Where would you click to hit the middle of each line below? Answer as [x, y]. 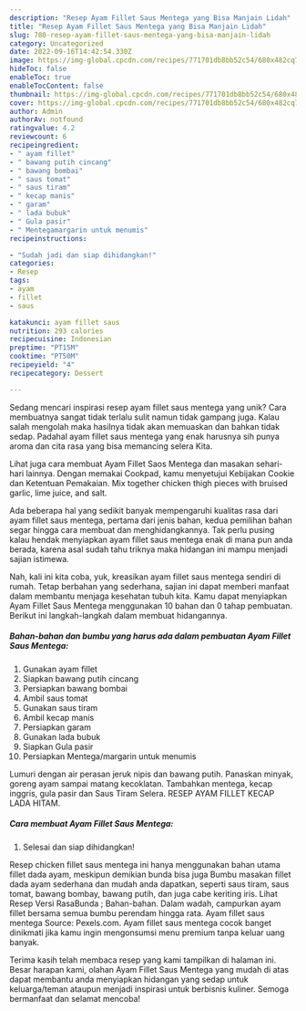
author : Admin [36, 111]
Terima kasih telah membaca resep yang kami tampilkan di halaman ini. [143, 960]
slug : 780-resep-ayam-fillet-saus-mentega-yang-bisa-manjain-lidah [140, 35]
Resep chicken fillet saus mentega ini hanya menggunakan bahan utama [145, 864]
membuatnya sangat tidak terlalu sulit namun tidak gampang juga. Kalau [144, 417]
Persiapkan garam [56, 727]
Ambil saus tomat [55, 698]
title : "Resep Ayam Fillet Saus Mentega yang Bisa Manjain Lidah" [138, 26]
